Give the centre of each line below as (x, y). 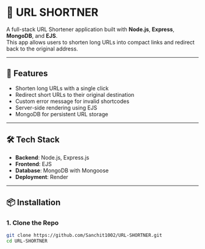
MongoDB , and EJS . (32, 35)
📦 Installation (34, 202)
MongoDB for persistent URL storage (62, 114)
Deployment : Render (41, 177)
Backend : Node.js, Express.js (52, 157)
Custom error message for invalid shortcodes (72, 101)
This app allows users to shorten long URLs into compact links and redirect (101, 42)
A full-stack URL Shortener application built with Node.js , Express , (91, 29)
